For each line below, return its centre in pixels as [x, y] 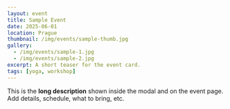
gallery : [20, 46]
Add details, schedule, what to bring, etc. [66, 98]
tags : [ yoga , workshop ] [42, 71]
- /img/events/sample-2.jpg [54, 59]
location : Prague [32, 33]
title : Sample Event [37, 20]
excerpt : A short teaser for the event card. [74, 65]
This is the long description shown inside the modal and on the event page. [115, 91]
